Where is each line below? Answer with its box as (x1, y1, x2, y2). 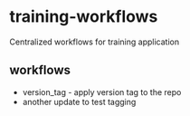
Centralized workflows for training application (9, 36, 179, 47)
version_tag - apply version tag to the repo (22, 86, 182, 97)
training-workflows (9, 6, 158, 27)
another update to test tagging (22, 96, 137, 107)
